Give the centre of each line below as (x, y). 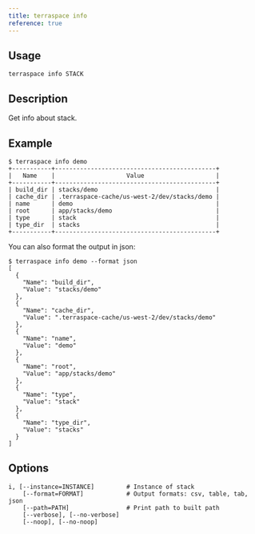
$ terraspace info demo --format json (73, 261)
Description (38, 98)
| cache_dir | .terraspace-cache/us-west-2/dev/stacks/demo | (114, 196)
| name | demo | (114, 204)
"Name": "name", (50, 338)
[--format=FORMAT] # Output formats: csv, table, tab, (135, 494)
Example (30, 143)
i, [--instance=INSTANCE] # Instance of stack (102, 487)
